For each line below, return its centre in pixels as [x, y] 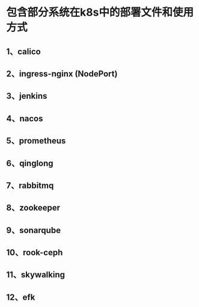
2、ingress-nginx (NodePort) [62, 74]
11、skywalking [35, 275]
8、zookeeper [33, 208]
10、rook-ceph [35, 253]
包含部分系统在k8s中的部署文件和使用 [100, 12]
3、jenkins [27, 96]
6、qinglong [30, 163]
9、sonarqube [34, 230]
